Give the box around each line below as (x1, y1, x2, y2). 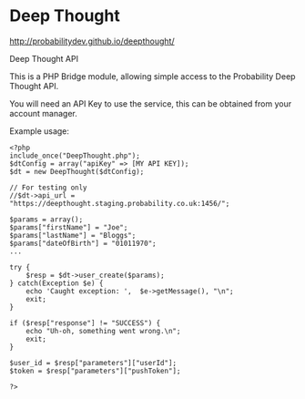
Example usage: (9, 125, 70, 137)
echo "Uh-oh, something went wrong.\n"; (25, 326, 181, 335)
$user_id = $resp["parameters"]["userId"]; (9, 358, 178, 367)
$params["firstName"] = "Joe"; (9, 222, 128, 232)
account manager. (9, 107, 77, 118)
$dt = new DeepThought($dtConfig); (9, 167, 145, 176)
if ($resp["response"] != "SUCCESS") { (9, 318, 161, 328)
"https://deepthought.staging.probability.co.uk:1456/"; (9, 199, 230, 208)
